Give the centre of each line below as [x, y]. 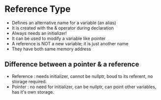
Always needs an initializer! [39, 33]
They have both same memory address [51, 49]
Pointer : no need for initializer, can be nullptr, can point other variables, [84, 87]
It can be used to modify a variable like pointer [59, 38]
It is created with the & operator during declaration [63, 28]
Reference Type [38, 9]
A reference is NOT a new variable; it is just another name [70, 43]
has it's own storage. [33, 92]
